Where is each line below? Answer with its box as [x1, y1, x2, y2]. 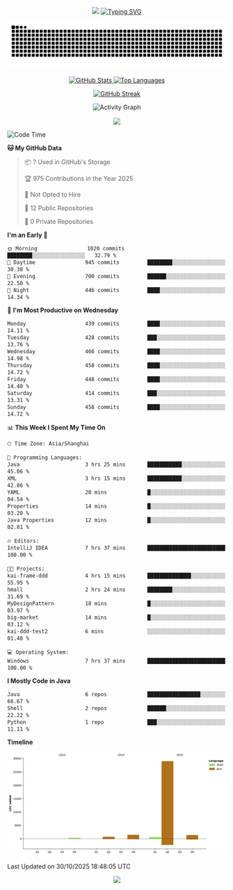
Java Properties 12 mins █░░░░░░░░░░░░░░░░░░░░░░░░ [7, 517, 226, 524]
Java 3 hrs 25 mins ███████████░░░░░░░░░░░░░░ [7, 461, 226, 468]
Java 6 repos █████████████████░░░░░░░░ [7, 690, 226, 698]
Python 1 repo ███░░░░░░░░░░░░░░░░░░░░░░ [7, 718, 226, 726]
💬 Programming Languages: [7, 454, 82, 461]
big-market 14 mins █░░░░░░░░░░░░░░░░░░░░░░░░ [7, 614, 226, 621]
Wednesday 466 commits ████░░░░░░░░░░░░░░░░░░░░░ [7, 348, 226, 355]
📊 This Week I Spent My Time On [7, 423, 106, 431]
